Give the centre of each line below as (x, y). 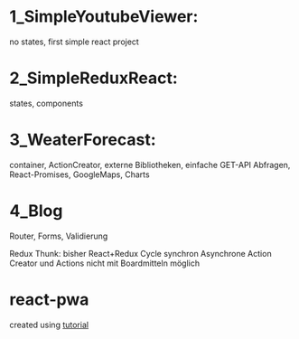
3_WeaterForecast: (83, 140)
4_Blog (36, 211)
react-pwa (49, 299)
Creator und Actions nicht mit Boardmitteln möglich (105, 263)
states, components (47, 103)
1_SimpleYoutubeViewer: (104, 17)
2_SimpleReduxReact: (93, 78)
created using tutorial (49, 325)
